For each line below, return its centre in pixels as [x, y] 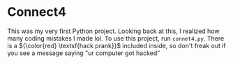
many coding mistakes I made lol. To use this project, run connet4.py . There [116, 38]
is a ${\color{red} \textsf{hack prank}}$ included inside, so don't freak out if [117, 45]
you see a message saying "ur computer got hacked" [84, 53]
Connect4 [37, 12]
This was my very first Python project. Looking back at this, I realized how [113, 31]
